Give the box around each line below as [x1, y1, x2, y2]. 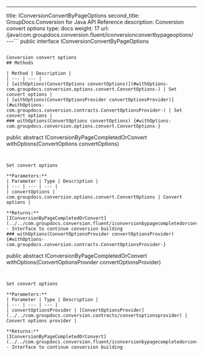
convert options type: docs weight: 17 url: [6, 25, 109, 32]
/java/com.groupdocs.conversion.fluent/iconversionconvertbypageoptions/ [6, 31, 193, 38]
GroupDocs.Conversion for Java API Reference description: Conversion [6, 19, 184, 25]
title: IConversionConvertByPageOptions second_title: [6, 12, 140, 19]
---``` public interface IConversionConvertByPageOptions [6, 37, 149, 45]
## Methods [6, 60, 34, 66]
